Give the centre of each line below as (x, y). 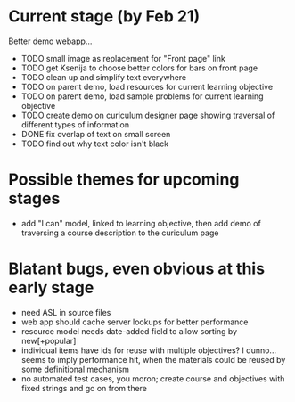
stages (34, 199)
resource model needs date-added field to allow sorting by (129, 331)
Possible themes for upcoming (124, 180)
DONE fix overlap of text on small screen (96, 134)
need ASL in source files (66, 312)
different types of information (75, 124)
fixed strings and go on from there (84, 388)
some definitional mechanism (75, 369)
